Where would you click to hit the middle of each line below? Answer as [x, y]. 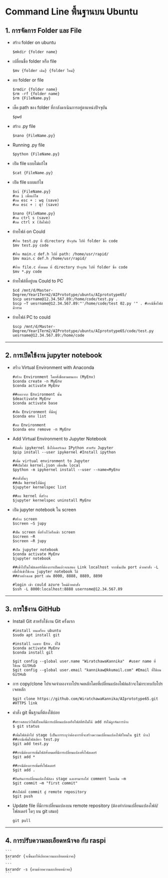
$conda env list [29, 416]
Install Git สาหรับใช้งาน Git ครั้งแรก [43, 621]
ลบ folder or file [28, 80]
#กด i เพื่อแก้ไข [25, 196]
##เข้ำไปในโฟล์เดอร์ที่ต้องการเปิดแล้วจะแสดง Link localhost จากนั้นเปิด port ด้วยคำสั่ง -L [85, 567]
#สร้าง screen [25, 519]
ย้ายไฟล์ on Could [29, 231]
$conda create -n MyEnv [37, 381]
